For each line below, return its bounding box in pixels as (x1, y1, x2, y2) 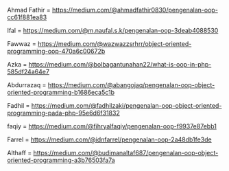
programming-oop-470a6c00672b (7, 47, 106, 55)
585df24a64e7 (7, 68, 50, 76)
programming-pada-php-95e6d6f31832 (7, 109, 120, 117)
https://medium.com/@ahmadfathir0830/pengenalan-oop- (52, 6, 218, 14)
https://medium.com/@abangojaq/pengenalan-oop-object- (47, 81, 215, 89)
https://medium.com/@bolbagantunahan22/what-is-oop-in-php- (28, 60, 212, 68)
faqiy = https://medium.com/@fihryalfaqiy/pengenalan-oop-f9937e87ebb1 (7, 122, 217, 130)
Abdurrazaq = (7, 81, 47, 89)
